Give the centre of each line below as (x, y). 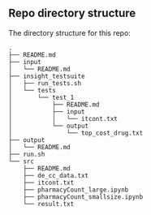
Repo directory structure (72, 13)
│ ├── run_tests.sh (45, 83)
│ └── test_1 (41, 97)
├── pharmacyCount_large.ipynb (76, 190)
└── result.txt (49, 204)
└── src (22, 161)
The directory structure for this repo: (70, 32)
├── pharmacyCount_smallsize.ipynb (83, 197)
